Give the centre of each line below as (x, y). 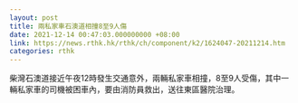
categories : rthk (42, 51)
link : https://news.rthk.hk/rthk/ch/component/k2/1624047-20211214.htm (147, 43)
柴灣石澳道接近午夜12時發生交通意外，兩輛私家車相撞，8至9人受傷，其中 (145, 79)
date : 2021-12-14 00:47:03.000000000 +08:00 (95, 34)
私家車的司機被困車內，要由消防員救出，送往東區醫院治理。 (126, 89)
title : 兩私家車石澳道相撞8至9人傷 (68, 26)
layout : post (34, 18)
